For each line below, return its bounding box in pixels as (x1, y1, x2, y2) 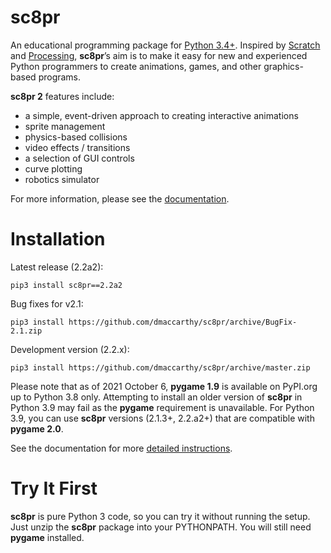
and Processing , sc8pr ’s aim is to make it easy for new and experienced (10, 49, 308, 61)
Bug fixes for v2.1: (10, 297, 84, 310)
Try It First (10, 477, 98, 500)
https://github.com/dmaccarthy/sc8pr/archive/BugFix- (68, 317, 298, 327)
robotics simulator (24, 173, 100, 185)
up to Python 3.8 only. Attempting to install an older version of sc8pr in (10, 391, 303, 403)
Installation (10, 228, 106, 251)
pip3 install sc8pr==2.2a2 (10, 280, 123, 290)
